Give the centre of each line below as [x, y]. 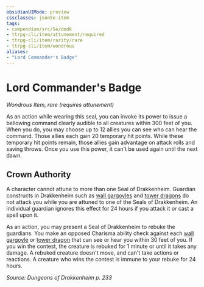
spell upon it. [23, 215]
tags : [13, 23]
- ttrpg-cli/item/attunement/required [55, 35]
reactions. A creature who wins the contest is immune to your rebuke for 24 [101, 260]
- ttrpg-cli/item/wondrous [40, 46]
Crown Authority [39, 174]
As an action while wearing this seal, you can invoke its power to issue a [97, 116]
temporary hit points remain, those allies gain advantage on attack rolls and [101, 142]
